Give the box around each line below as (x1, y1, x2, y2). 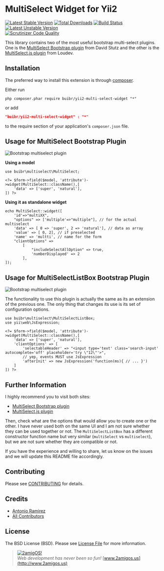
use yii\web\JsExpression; (5, 320, 60, 325)
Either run (5, 87, 25, 93)
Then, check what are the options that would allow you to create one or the (5, 418, 157, 424)
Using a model (5, 160, 35, 166)
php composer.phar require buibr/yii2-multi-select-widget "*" (5, 96, 137, 101)
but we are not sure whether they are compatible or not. (5, 439, 118, 445)
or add (5, 104, 19, 111)
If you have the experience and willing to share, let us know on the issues (5, 448, 153, 454)
